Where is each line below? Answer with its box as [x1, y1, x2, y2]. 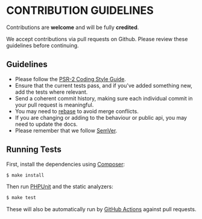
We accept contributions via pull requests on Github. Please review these [6, 35, 188, 42]
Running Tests [6, 145, 62, 155]
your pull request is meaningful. [14, 101, 94, 108]
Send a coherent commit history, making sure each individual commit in [14, 94, 193, 102]
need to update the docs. [14, 120, 78, 128]
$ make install [6, 172, 45, 178]
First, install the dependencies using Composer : [6, 160, 125, 168]
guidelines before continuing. [6, 42, 80, 49]
